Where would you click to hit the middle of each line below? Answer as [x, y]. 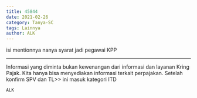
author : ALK [21, 33]
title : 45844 [22, 11]
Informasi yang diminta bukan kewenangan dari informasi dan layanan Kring [98, 67]
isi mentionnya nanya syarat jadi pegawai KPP [62, 50]
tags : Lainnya [23, 28]
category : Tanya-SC [30, 22]
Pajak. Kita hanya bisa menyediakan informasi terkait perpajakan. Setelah [94, 73]
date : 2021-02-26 [27, 17]
